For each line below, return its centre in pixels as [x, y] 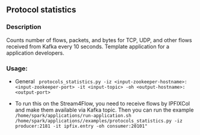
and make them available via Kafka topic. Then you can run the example [104, 110]
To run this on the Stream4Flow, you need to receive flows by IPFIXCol [102, 103]
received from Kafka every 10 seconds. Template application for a [88, 46]
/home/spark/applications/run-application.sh [73, 115]
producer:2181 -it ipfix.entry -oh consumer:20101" [81, 126]
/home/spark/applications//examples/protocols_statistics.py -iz [98, 121]
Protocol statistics [41, 10]
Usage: [17, 68]
